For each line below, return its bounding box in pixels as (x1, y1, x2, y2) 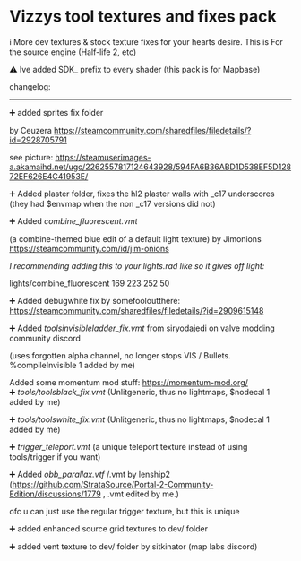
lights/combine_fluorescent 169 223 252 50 (9, 278, 170, 289)
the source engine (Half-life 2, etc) (9, 47, 137, 57)
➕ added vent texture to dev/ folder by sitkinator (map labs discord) (9, 540, 258, 552)
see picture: (9, 151, 54, 162)
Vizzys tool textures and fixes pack (9, 6, 277, 27)
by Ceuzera (9, 125, 52, 135)
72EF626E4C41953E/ (9, 170, 89, 181)
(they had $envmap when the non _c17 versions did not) (9, 198, 217, 209)
